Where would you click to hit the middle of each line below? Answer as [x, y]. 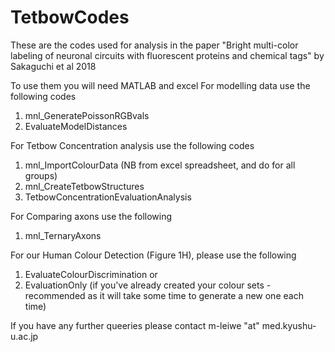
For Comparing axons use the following [91, 216]
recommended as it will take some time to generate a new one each [164, 295]
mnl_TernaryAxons [63, 235]
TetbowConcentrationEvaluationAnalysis [108, 197]
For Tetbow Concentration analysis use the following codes [132, 145]
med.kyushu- [289, 325]
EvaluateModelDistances [76, 126]
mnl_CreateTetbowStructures [84, 186]
